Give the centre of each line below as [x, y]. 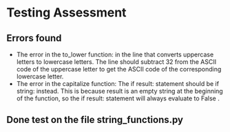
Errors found [34, 38]
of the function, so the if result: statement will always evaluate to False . [118, 98]
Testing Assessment [66, 13]
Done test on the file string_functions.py [95, 120]
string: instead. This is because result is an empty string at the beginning [119, 91]
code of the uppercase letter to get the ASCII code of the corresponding [119, 69]
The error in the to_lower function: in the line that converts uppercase [115, 54]
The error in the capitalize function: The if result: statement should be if [118, 84]
